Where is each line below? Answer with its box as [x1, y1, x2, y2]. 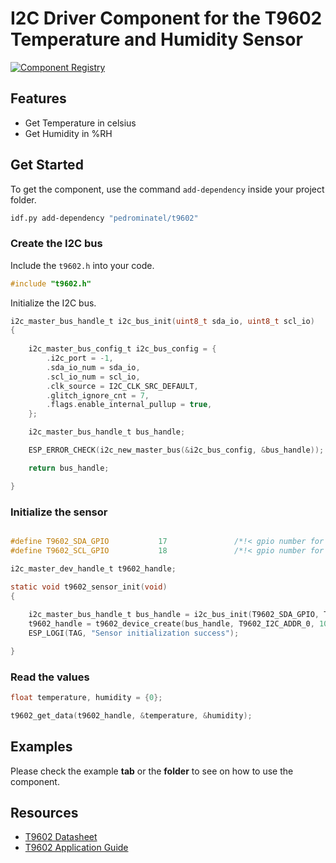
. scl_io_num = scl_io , [46, 372, 141, 382]
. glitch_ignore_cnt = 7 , [46, 390, 150, 401]
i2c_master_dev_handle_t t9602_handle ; [10, 563, 177, 574]
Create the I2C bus [10, 237, 103, 251]
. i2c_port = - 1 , [46, 353, 114, 364]
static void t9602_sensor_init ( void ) [10, 582, 168, 592]
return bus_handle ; [28, 463, 110, 473]
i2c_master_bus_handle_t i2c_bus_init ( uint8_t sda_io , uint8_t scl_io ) [10, 316, 315, 326]
